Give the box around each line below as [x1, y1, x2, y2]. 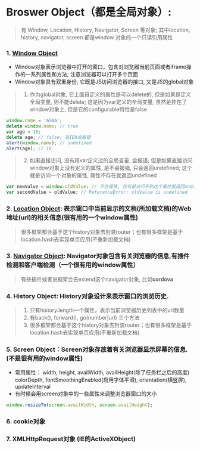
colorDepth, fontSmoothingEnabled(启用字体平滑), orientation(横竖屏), [14, 376, 187, 383]
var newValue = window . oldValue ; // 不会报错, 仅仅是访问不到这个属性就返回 [6, 184, 185, 190]
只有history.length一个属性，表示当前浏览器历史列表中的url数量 [29, 306, 185, 314]
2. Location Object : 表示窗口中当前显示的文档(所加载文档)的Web [6, 205, 192, 213]
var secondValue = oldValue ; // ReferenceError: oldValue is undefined [6, 189, 187, 196]
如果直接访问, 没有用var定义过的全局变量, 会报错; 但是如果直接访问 [29, 157, 193, 164]
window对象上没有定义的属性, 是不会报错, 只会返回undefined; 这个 [29, 165, 192, 172]
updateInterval [14, 383, 51, 391]
